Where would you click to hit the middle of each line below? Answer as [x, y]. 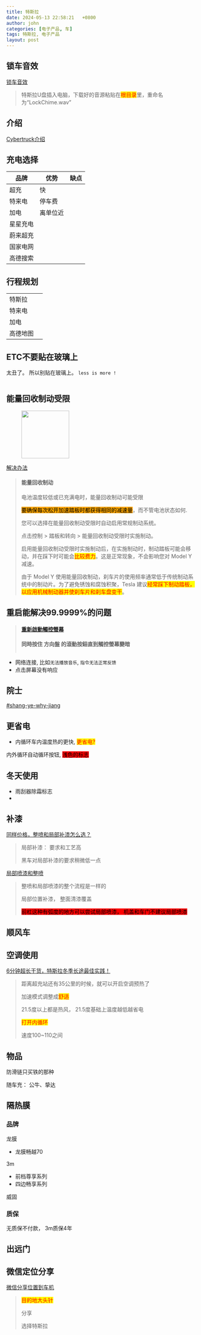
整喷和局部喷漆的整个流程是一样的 [64, 886]
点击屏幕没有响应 [36, 669]
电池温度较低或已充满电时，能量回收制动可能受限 [82, 497]
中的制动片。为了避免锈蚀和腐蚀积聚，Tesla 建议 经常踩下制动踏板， [111, 585]
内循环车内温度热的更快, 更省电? [55, 742]
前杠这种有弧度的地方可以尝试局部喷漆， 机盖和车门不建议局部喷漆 [104, 912]
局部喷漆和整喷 [25, 873]
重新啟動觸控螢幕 [42, 629]
